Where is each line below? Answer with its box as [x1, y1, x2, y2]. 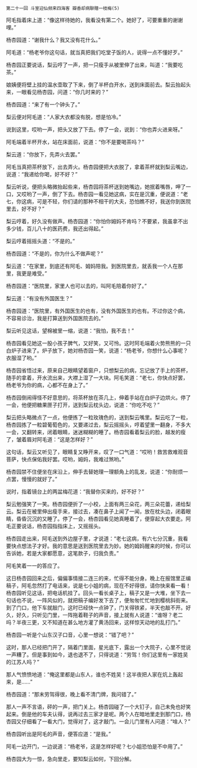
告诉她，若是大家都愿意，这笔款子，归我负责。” [6, 550, 119, 556]
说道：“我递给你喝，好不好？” [6, 171, 78, 177]
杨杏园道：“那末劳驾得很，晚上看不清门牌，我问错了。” [6, 691, 137, 697]
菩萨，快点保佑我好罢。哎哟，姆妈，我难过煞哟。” [6, 456, 124, 462]
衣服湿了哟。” [6, 354, 37, 361]
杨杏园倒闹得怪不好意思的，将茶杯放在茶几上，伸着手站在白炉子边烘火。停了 [6, 394, 191, 401]
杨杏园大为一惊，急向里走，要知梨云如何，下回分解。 [6, 756, 135, 762]
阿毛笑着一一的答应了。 [6, 562, 63, 569]
